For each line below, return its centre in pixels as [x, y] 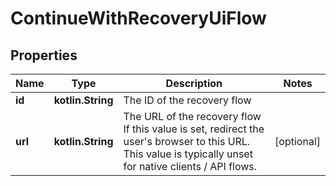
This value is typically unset [188, 154]
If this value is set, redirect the [194, 129]
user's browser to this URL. [187, 141]
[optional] [297, 141]
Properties [44, 55]
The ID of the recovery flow [187, 100]
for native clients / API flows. [190, 166]
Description [194, 83]
